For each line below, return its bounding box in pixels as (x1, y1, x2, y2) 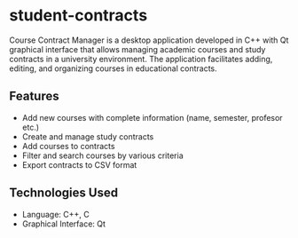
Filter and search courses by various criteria (21, 150, 184, 161)
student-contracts (9, 5, 148, 26)
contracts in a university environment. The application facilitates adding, (9, 53, 273, 64)
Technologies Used (9, 186, 118, 201)
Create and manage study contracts (21, 131, 154, 142)
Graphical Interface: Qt (21, 218, 106, 229)
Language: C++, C (21, 209, 90, 219)
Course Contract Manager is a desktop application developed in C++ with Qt (9, 35, 289, 45)
